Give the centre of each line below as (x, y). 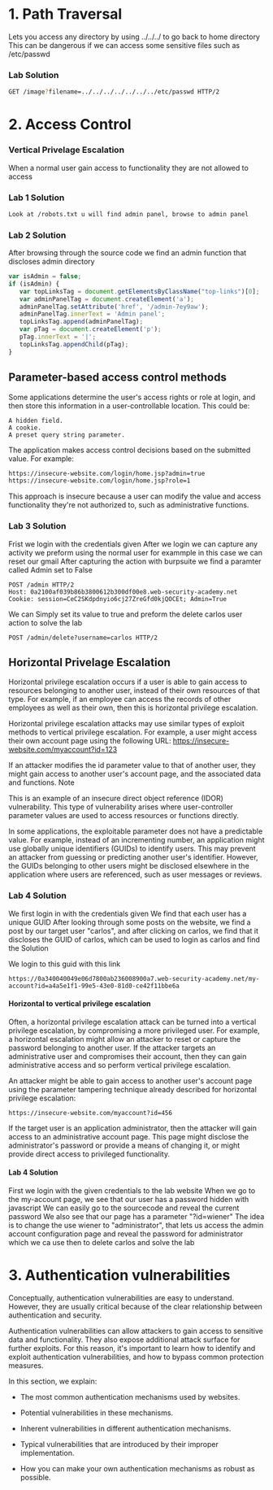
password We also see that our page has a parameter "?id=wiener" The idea (136, 1217)
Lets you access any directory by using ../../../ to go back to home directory (134, 37)
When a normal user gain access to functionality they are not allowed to (129, 168)
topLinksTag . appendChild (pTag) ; (74, 344)
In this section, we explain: (53, 1381)
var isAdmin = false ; (45, 277)
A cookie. (25, 428)
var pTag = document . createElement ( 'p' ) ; (90, 329)
